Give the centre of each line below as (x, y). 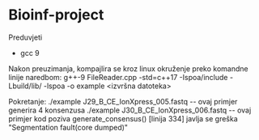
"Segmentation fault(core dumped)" (68, 127)
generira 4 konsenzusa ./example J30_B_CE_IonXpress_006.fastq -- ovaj (130, 110)
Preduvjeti (25, 37)
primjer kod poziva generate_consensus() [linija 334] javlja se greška (123, 118)
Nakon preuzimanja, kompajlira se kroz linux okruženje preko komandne (128, 68)
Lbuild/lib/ (25, 86)
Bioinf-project (56, 15)
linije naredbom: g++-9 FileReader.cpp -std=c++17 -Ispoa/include (118, 77)
